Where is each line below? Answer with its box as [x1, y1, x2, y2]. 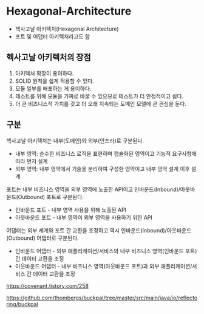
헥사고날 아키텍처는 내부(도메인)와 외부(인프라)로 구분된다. [6, 137, 144, 144]
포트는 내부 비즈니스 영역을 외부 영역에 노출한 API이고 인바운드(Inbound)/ [6, 186, 181, 193]
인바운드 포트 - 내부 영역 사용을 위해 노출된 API [15, 206, 126, 214]
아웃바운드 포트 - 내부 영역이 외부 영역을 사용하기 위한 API [15, 214, 153, 221]
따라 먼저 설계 [15, 157, 48, 165]
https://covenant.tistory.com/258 [6, 282, 89, 290]
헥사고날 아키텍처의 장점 [6, 52, 91, 63]
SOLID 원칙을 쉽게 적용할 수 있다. [15, 77, 94, 85]
